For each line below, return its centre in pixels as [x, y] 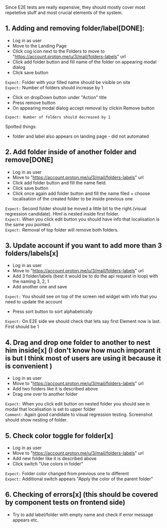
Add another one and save [40, 287]
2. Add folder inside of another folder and [71, 152]
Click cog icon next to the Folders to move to [58, 51]
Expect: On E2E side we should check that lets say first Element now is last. [83, 322]
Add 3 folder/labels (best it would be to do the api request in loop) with [85, 276]
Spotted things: [21, 126]
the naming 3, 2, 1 [30, 281]
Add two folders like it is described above [55, 389]
